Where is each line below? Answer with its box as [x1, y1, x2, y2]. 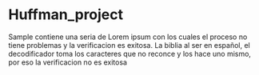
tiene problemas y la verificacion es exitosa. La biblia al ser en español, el [8, 40, 250, 49]
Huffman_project [8, 6, 124, 24]
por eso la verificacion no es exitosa [8, 57, 128, 67]
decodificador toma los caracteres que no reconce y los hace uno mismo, [8, 49, 252, 58]
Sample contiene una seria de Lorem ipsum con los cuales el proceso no [8, 32, 248, 41]
